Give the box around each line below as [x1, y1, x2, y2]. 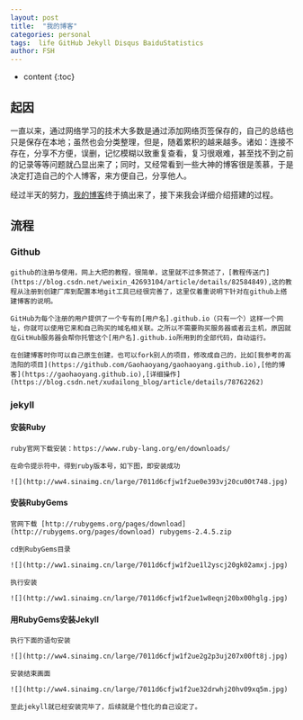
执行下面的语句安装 [10, 636, 71, 645]
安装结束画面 [10, 670, 51, 679]
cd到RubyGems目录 [10, 544, 71, 553]
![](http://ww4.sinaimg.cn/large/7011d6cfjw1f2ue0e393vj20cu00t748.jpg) [10, 477, 289, 486]
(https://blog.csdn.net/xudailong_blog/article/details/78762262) [10, 377, 264, 387]
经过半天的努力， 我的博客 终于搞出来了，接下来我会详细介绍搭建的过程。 [10, 189, 278, 200]
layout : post [10, 13, 59, 22]
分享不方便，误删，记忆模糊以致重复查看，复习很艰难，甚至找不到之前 [33, 148, 294, 158]
